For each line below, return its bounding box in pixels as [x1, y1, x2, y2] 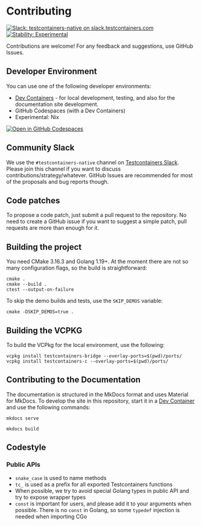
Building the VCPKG [6, 325, 83, 336]
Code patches [6, 195, 60, 206]
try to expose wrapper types [14, 493, 86, 501]
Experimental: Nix [14, 113, 59, 120]
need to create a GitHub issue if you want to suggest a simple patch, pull [6, 218, 187, 225]
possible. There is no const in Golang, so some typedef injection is [14, 506, 180, 513]
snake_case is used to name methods [14, 474, 107, 481]
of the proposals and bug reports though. [6, 178, 109, 185]
